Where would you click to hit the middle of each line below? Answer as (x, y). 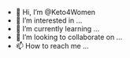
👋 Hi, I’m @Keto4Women (56, 12)
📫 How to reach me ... (52, 46)
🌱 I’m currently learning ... (58, 29)
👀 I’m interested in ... (49, 20)
